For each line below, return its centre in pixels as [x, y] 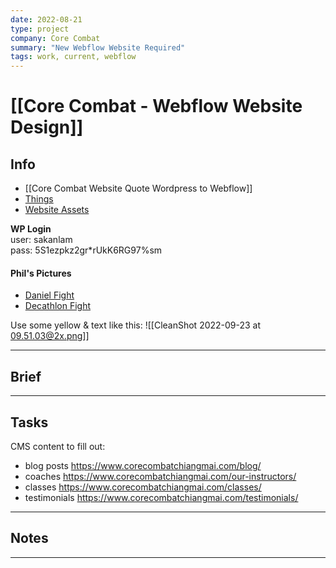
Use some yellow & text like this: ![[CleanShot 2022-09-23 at [136, 325]
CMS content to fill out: [58, 446]
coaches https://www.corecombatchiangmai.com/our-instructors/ [160, 476]
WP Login [31, 229]
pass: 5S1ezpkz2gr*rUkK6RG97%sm [86, 250]
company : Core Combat [55, 38]
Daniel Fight [49, 295]
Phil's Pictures [41, 273]
